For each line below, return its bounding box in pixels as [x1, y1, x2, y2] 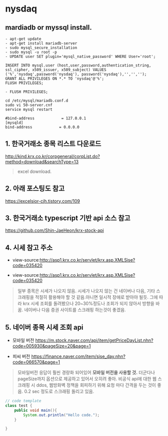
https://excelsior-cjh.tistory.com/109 [5, 198, 80, 204]
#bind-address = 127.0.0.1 [5, 116, 86, 121]
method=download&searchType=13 [5, 158, 79, 164]
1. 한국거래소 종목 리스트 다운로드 [5, 140, 101, 148]
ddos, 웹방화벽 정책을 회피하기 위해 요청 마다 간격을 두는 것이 [36, 382, 156, 388]
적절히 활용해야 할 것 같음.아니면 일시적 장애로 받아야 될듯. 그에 [35, 294, 158, 300]
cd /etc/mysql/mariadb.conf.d [5, 98, 69, 103]
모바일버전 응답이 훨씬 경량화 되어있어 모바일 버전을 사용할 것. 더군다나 [17, 369, 155, 376]
